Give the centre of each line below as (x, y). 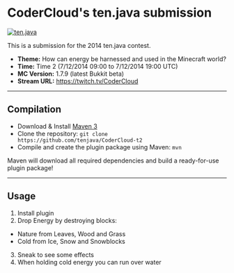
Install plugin (36, 213)
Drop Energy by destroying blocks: (67, 220)
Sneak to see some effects (55, 254)
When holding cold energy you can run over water (89, 262)
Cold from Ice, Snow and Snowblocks (71, 241)
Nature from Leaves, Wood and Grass (71, 233)
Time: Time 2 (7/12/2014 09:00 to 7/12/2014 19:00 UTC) (97, 66)
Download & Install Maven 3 (57, 126)
